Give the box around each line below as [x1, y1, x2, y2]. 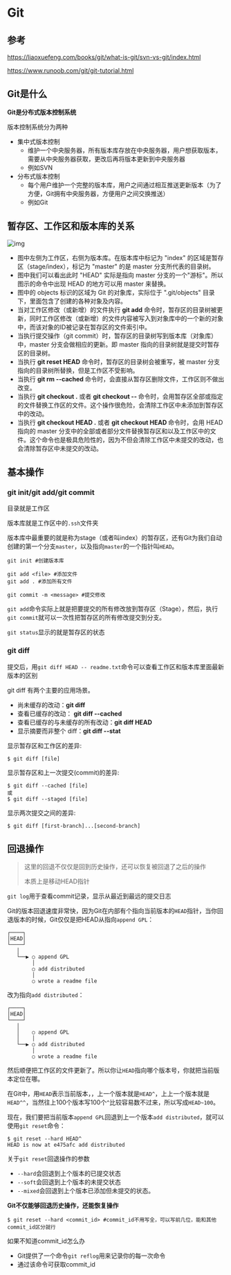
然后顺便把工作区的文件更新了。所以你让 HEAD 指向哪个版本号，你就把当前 [7, 1066, 214, 1075]
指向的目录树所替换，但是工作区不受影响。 [17, 366, 139, 374]
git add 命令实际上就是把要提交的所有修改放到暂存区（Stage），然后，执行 [7, 605, 219, 613]
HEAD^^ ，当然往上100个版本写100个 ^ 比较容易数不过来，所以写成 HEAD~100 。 [7, 1098, 220, 1107]
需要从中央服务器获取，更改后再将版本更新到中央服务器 [27, 155, 185, 163]
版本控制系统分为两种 [7, 123, 68, 131]
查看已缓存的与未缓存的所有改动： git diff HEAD [17, 718, 152, 726]
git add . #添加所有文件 [7, 578, 73, 585]
